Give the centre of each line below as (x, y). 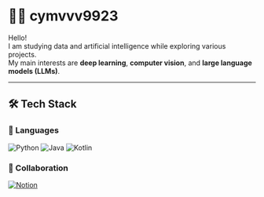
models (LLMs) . (34, 71)
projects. (22, 54)
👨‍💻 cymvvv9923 (63, 16)
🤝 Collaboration (38, 168)
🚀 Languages (33, 130)
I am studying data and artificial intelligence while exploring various (117, 46)
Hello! (18, 38)
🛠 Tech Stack (42, 104)
